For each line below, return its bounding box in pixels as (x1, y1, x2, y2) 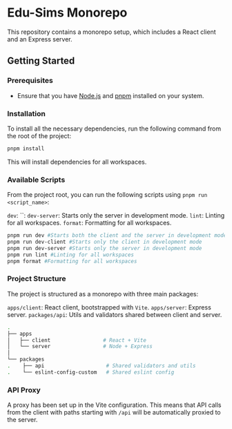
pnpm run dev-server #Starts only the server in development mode (7, 245, 202, 251)
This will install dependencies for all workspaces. (7, 158, 147, 166)
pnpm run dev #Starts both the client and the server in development (7, 232, 212, 239)
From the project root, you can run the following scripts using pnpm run (7, 191, 208, 199)
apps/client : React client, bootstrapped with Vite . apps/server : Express (7, 303, 212, 312)
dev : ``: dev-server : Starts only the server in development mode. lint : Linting (7, 211, 225, 220)
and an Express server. (7, 35, 72, 43)
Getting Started (7, 55, 75, 67)
